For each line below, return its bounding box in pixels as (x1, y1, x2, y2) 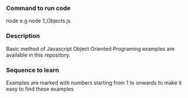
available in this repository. (6, 51, 71, 58)
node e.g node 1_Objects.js (6, 17, 71, 24)
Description (6, 32, 40, 40)
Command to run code (6, 4, 71, 12)
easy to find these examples (6, 85, 74, 92)
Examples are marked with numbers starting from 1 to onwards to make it (6, 79, 182, 86)
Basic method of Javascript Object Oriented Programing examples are (6, 45, 175, 52)
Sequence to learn (6, 66, 60, 74)
